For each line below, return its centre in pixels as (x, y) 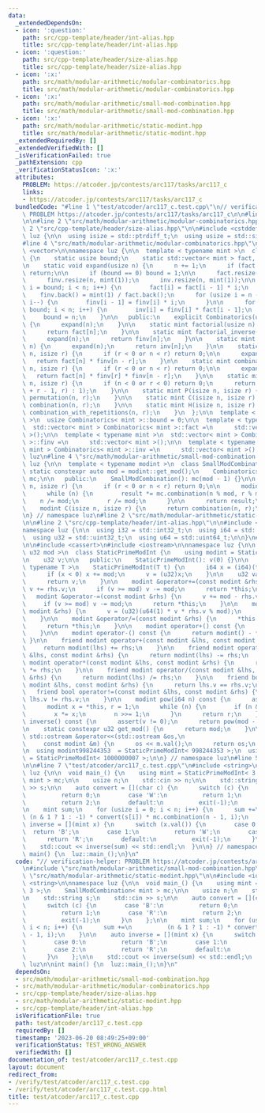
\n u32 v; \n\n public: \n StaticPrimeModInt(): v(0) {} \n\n (135, 560)
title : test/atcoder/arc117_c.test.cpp (74, 1096)
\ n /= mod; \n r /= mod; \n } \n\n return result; (139, 501)
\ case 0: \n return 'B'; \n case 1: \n (125, 942)
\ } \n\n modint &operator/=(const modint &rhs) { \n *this (139, 619)
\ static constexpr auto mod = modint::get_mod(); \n (111, 471)
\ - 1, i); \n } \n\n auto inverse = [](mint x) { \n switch (139, 935)
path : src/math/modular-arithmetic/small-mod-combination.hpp (127, 104)
